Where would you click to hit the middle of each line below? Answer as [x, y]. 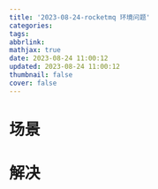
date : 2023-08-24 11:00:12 [59, 58]
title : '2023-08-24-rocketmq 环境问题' [80, 17]
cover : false [33, 83]
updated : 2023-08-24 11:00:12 [65, 67]
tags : [19, 34]
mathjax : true [35, 50]
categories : [31, 26]
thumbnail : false [41, 75]
